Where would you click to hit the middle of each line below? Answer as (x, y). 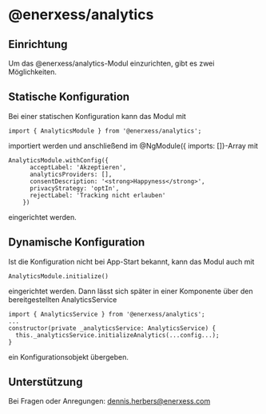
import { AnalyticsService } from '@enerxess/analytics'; (107, 314)
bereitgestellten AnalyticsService (63, 299)
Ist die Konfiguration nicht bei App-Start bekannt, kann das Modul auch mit (131, 261)
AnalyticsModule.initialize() (59, 276)
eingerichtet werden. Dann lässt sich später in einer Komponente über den (131, 291)
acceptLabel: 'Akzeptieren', (78, 167)
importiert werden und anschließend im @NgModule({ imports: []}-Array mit (133, 145)
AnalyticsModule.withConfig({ (59, 160)
